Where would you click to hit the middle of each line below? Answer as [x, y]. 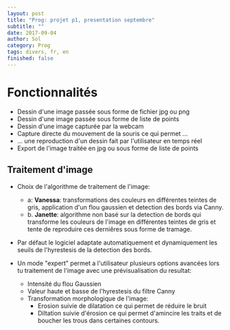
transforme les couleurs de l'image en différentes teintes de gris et [122, 222]
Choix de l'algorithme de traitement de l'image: [83, 186]
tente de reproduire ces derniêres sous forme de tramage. [110, 229]
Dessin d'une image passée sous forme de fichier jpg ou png [103, 112]
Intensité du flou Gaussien [64, 284]
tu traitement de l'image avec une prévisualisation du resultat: [104, 270]
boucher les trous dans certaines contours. [99, 320]
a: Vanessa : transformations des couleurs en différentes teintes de [122, 200]
